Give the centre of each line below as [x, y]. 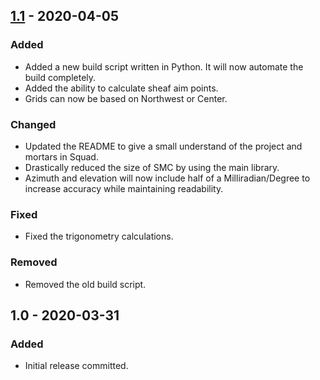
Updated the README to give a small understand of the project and [163, 146]
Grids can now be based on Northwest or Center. [126, 98]
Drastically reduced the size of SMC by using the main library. [152, 167]
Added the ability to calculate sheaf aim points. [121, 88]
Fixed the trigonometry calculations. [99, 236]
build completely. [60, 77]
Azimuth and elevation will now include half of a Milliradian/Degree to [167, 178]
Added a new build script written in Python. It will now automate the [164, 66]
